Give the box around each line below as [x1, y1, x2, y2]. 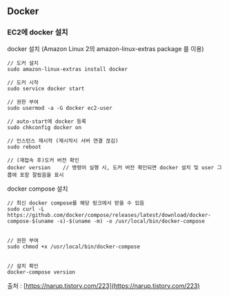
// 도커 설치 [7, 59, 39, 66]
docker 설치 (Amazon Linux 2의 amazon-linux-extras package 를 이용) [7, 44, 205, 52]
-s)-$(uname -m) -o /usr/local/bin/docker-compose [56, 218, 206, 224]
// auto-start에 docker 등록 [7, 117, 87, 125]
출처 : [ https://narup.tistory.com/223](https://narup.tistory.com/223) [7, 281, 200, 289]
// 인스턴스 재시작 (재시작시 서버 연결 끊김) [7, 137, 119, 144]
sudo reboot [7, 143, 41, 151]
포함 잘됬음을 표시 [19, 171, 64, 178]
